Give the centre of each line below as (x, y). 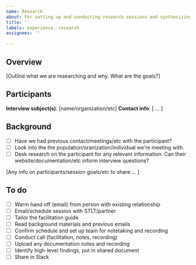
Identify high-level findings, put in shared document (77, 250)
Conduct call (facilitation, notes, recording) (66, 237)
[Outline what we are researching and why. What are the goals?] (83, 76)
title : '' (18, 22)
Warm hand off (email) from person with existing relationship (87, 204)
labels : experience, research (43, 28)
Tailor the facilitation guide (46, 217)
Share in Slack (32, 257)
